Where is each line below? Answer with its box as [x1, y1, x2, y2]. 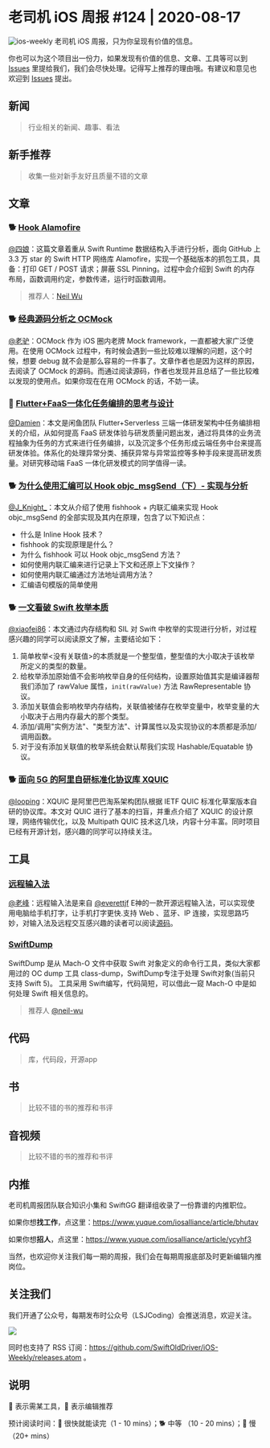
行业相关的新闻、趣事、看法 [27, 122, 121, 132]
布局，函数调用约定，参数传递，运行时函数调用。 [8, 274, 170, 284]
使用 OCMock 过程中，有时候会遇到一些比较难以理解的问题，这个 [29, 346, 246, 356]
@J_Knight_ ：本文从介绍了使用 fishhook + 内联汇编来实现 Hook [8, 503, 219, 512]
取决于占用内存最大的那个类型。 [27, 712, 133, 722]
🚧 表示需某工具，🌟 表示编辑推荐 [8, 1401, 114, 1411]
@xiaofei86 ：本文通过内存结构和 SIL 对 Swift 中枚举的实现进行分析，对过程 [8, 624, 257, 634]
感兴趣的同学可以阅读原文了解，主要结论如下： [8, 634, 163, 644]
